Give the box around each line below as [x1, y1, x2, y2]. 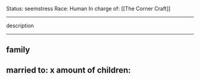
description [6, 22, 35, 29]
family [6, 45, 30, 55]
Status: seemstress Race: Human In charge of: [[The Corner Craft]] [6, 5, 171, 12]
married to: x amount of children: [6, 65, 131, 75]
